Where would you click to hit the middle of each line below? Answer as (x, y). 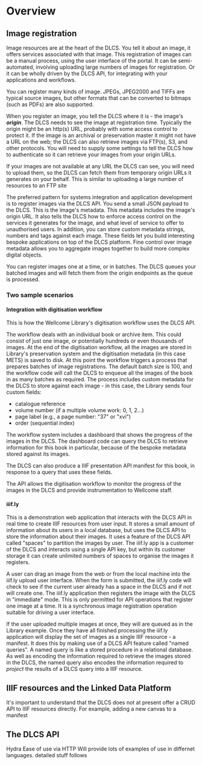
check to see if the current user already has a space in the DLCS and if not (99, 587)
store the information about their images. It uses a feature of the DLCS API (99, 537)
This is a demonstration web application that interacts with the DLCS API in (99, 518)
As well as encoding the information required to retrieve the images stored (99, 656)
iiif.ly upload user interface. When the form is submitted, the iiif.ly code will (99, 580)
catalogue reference (40, 404)
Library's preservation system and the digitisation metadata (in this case (96, 354)
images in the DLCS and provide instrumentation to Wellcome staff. (90, 490)
